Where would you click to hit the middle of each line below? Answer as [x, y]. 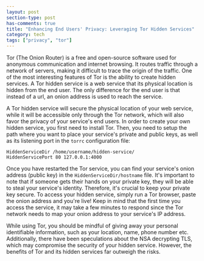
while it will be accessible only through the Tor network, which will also [95, 115]
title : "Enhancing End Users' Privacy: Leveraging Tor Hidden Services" [100, 29]
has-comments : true [31, 23]
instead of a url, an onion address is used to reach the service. [85, 96]
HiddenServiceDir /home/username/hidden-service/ [71, 152]
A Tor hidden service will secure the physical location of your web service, [100, 108]
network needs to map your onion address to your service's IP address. [96, 214]
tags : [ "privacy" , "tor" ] [39, 40]
